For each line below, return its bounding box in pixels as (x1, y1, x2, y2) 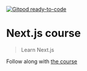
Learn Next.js (20, 46, 55, 53)
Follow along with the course (6, 57, 77, 65)
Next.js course (6, 27, 81, 40)
